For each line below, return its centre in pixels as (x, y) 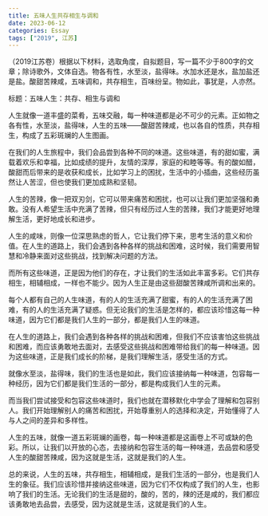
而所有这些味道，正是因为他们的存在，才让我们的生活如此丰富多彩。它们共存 (134, 273)
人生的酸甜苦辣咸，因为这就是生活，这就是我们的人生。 (99, 457)
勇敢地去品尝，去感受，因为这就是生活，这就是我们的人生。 (113, 504)
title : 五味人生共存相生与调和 (53, 16)
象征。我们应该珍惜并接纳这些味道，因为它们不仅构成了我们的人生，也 (137, 484)
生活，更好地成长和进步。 (57, 219)
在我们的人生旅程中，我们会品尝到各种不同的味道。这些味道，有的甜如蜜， (130, 152)
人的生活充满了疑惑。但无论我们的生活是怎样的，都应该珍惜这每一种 (148, 310)
